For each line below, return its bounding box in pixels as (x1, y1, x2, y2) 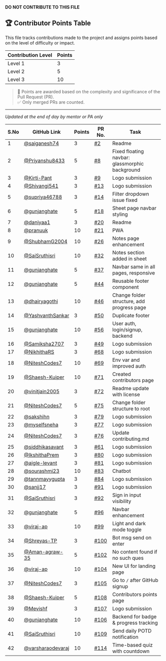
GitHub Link (32, 128, 61, 135)
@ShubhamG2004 (24, 238, 68, 245)
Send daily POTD (112, 627, 152, 634)
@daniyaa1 (24, 219, 50, 226)
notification (112, 633, 139, 640)
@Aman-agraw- (24, 548, 63, 555)
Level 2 (7, 68, 25, 75)
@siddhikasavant (24, 443, 64, 450)
